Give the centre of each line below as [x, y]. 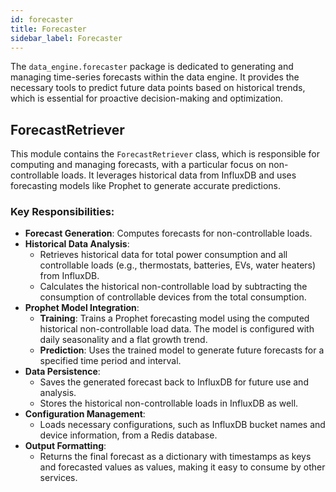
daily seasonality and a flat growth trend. [123, 340]
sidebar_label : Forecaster [66, 38]
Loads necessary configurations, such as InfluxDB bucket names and [182, 425]
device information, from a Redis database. [128, 435]
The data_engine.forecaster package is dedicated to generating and [152, 67]
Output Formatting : [65, 446]
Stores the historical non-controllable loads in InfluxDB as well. [169, 403]
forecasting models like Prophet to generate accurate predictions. [146, 186]
